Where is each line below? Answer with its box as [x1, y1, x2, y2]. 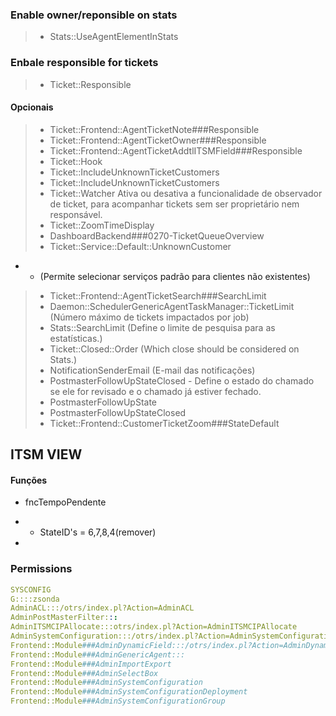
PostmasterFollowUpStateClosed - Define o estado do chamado [49, 374, 315, 387]
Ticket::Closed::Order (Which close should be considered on [49, 343, 300, 355]
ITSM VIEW [10, 446, 83, 463]
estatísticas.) [49, 332, 103, 344]
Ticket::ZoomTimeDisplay [49, 219, 155, 231]
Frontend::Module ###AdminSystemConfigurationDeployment [10, 687, 248, 697]
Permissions [10, 562, 73, 576]
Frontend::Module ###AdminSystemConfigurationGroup [10, 696, 226, 707]
